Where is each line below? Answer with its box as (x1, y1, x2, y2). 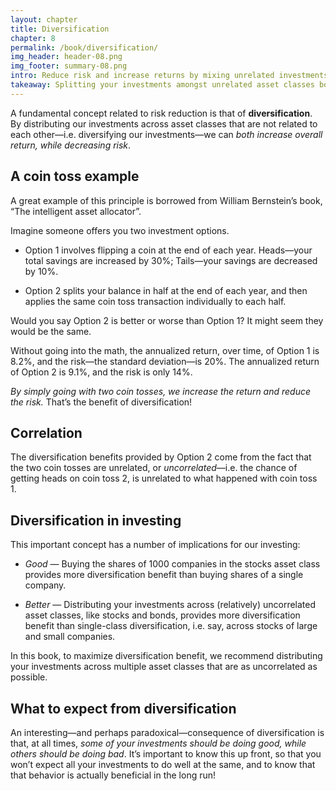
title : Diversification (10, 24, 110, 34)
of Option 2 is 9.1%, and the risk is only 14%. (10, 366, 193, 378)
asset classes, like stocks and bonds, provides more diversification (24, 609, 301, 621)
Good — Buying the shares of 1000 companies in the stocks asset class (24, 558, 321, 570)
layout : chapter (10, 14, 78, 25)
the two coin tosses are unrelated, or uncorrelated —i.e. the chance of (10, 462, 298, 474)
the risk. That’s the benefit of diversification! (10, 396, 193, 408)
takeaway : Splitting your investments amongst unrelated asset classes (10, 80, 315, 90)
